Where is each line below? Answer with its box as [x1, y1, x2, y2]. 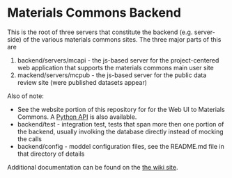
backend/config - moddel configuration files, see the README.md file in [17, 142, 224, 150]
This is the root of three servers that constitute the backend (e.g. [7, 28, 193, 36]
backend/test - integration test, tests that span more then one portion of [17, 120, 224, 128]
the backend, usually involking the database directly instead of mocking [17, 127, 224, 136]
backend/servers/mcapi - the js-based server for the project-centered [17, 56, 219, 64]
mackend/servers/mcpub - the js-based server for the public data [17, 71, 207, 79]
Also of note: [7, 92, 44, 100]
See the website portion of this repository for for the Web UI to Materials [17, 105, 225, 113]
